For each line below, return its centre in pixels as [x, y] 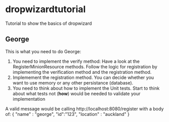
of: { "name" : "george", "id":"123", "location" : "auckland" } [67, 114]
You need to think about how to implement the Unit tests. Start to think [86, 88]
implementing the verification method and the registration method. [82, 72]
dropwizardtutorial [46, 9]
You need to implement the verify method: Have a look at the [76, 61]
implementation [29, 99]
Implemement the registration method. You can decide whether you [83, 77]
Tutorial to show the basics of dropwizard [49, 23]
